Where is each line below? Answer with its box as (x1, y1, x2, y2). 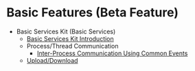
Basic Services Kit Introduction (26, 34, 114, 42)
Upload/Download (26, 56, 78, 64)
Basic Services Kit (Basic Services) (16, 27, 116, 35)
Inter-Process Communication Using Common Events (36, 49, 188, 57)
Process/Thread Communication (26, 42, 119, 50)
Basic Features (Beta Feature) (6, 5, 179, 20)
